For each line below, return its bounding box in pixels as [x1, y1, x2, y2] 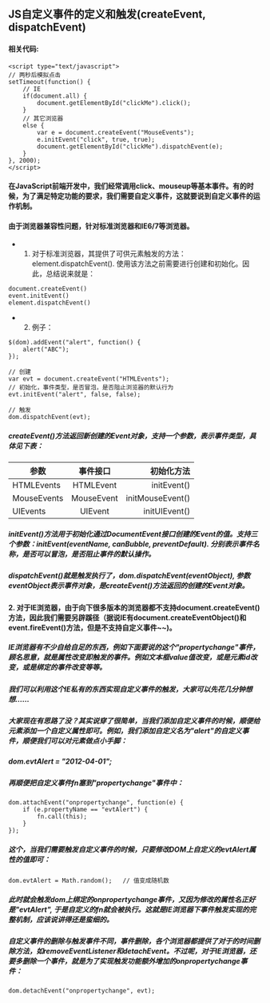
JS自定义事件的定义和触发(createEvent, [8, 7, 206, 22]
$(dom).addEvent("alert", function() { [8, 339, 141, 347]
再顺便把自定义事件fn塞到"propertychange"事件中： [8, 778, 184, 787]
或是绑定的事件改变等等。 [22, 663, 106, 672]
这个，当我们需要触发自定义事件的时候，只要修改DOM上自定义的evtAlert [8, 844, 249, 854]
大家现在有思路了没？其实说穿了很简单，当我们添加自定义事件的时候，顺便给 [8, 716, 260, 726]
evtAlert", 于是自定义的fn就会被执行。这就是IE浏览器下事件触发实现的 [18, 904, 250, 914]
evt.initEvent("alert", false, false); [8, 391, 141, 399]
